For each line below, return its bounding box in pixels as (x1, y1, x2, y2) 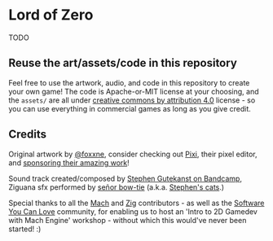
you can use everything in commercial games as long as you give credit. (8, 103, 251, 113)
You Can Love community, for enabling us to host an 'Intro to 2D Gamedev (8, 206, 258, 217)
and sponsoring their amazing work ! (8, 157, 130, 168)
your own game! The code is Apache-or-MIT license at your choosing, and (8, 86, 259, 96)
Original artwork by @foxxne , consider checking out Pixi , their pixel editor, (8, 149, 258, 159)
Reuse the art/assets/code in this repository (8, 56, 238, 70)
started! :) (8, 224, 42, 234)
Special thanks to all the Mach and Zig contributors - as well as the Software (8, 198, 265, 208)
